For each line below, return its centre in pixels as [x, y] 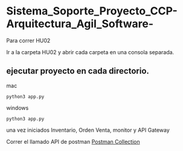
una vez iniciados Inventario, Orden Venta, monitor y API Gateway [88, 130]
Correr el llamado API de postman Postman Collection [73, 141]
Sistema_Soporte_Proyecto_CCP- [92, 11]
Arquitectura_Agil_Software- [80, 24]
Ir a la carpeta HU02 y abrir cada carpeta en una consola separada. [90, 52]
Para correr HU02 [28, 40]
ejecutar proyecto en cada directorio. [78, 71]
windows [18, 108]
